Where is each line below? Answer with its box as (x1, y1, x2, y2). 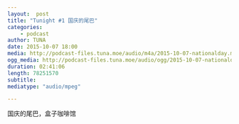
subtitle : (7, 76, 37, 84)
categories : (7, 23, 43, 30)
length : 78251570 (7, 69, 59, 77)
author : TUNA (7, 37, 46, 44)
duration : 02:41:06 (7, 63, 65, 70)
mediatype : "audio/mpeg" (7, 83, 81, 90)
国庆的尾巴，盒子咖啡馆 (7, 109, 76, 118)
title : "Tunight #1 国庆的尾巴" (7, 17, 98, 24)
